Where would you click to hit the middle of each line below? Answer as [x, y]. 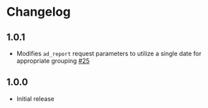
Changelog [39, 12]
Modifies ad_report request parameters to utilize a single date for [109, 53]
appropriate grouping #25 [53, 61]
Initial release [35, 98]
